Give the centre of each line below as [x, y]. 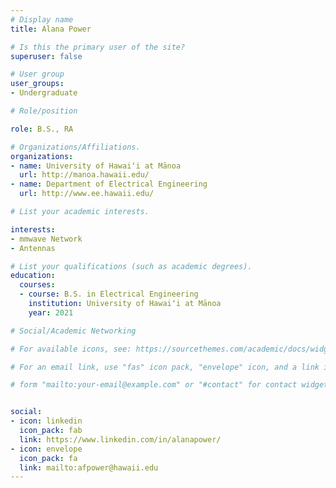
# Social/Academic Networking [73, 331]
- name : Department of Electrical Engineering [109, 184]
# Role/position [44, 111]
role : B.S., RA [42, 129]
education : [33, 276]
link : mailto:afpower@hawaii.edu [89, 467]
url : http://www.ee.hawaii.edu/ [87, 194]
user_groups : [37, 84]
